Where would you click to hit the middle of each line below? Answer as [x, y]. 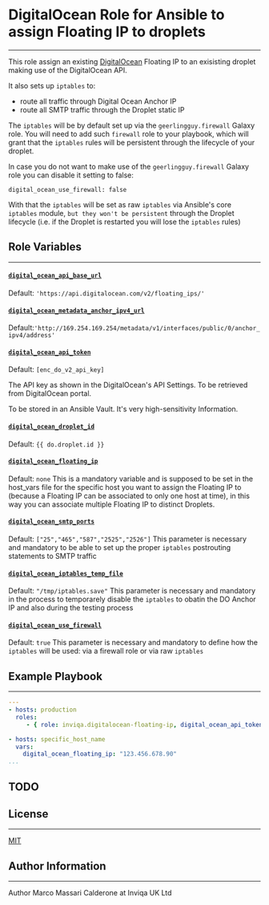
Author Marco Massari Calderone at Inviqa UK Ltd [90, 893]
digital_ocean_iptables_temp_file [66, 573]
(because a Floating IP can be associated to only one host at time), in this [129, 495]
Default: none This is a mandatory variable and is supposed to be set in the [131, 479]
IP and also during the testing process [71, 608]
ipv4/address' [32, 336]
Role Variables [45, 247]
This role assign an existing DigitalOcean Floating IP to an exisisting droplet [132, 61]
